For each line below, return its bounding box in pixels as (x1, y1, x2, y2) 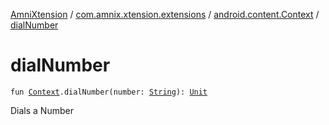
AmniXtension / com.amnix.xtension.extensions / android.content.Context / (10, 9, 320, 20)
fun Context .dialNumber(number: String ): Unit (10, 87, 208, 97)
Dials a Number (10, 104, 74, 116)
